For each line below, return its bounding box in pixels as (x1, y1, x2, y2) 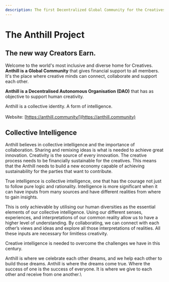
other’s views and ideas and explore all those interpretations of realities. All (5, 225, 161, 231)
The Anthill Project (5, 29, 84, 40)
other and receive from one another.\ (5, 271, 82, 277)
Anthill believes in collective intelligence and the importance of (5, 142, 135, 148)
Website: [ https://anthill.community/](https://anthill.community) (5, 114, 136, 120)
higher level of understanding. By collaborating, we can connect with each (5, 220, 159, 226)
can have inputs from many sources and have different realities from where (5, 189, 161, 195)
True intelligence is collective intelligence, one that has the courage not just (5, 178, 162, 184)
